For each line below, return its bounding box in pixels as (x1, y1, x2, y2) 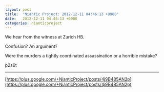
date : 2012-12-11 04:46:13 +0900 (5, 16, 78, 21)
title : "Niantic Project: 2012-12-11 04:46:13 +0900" (5, 12, 119, 17)
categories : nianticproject (5, 20, 62, 26)
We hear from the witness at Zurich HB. (5, 34, 84, 40)
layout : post (5, 7, 32, 12)
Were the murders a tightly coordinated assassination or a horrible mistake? (5, 53, 157, 59)
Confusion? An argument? (5, 43, 58, 49)
